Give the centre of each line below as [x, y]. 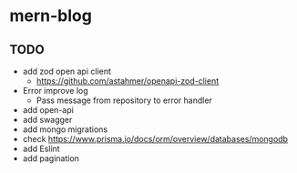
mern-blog [51, 16]
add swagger [47, 120]
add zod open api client [67, 71]
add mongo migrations [65, 129]
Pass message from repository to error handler [124, 100]
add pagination [51, 158]
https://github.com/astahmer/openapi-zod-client [128, 81]
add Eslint [41, 148]
